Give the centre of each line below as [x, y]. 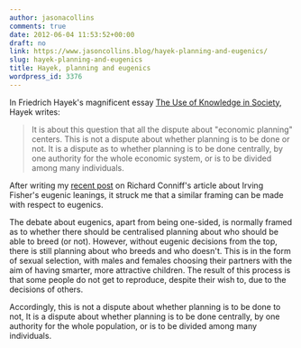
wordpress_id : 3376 [46, 77]
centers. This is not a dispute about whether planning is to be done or [160, 139]
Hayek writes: [35, 112]
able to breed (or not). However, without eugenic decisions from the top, [143, 241]
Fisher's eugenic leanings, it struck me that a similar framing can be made [146, 194]
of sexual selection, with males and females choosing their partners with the [151, 260]
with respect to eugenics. [56, 204]
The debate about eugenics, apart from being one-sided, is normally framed [151, 221]
